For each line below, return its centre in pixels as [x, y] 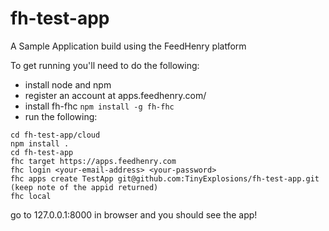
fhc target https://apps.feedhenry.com [93, 161]
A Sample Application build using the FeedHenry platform [128, 46]
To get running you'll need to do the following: [105, 65]
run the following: [61, 116]
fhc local [31, 196]
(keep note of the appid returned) [84, 187]
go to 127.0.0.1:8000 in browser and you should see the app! [134, 214]
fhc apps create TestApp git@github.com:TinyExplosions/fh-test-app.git [165, 178]
